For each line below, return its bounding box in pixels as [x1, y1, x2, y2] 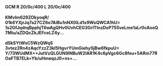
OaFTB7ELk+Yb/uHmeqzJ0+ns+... [5, 55, 77, 61]
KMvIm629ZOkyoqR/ [5, 14, 49, 20]
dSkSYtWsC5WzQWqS [5, 40, 53, 46]
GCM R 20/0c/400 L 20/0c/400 [5, 4, 71, 10]
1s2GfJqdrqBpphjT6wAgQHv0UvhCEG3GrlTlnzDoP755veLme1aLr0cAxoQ [5, 25, 159, 31]
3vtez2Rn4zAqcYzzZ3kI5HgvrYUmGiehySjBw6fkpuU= [5, 45, 120, 51]
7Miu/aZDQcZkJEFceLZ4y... [5, 30, 64, 36]
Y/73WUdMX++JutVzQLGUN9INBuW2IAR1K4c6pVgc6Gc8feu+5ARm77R [5, 51, 158, 56]
